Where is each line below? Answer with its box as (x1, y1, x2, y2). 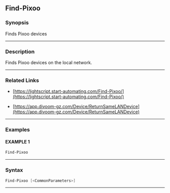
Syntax (5, 167, 23, 174)
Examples (5, 126, 30, 133)
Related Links (5, 77, 39, 84)
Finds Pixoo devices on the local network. (5, 59, 93, 65)
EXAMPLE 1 (5, 138, 30, 144)
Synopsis (5, 19, 29, 26)
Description (5, 48, 35, 55)
